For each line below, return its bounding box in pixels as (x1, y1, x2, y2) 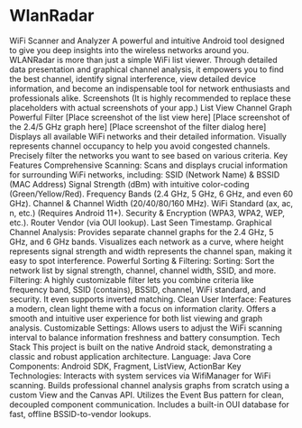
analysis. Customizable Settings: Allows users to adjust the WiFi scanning (9, 322, 282, 333)
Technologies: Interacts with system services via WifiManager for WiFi (9, 370, 271, 381)
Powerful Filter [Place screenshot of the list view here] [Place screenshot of (9, 112, 290, 123)
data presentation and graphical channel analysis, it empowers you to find (9, 64, 284, 75)
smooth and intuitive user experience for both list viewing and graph (9, 313, 263, 323)
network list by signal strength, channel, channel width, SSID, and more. (9, 265, 277, 276)
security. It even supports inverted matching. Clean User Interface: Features (9, 294, 291, 305)
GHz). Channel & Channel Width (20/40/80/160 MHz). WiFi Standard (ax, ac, (9, 197, 294, 208)
